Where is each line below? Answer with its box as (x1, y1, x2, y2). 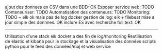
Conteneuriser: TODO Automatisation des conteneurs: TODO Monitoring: (5, 9, 150, 15)
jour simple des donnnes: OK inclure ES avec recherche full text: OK (5, 19, 141, 25)
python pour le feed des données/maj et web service (5, 43, 111, 49)
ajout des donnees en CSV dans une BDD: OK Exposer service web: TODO (5, 4, 154, 10)
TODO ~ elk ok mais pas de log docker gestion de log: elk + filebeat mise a (5, 14, 155, 20)
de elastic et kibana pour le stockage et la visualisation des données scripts (5, 39, 156, 44)
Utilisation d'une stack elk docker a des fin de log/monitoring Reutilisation (5, 33, 152, 39)
